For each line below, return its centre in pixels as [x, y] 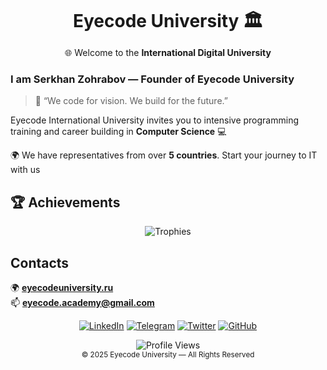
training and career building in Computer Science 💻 [118, 132]
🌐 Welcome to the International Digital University [168, 52]
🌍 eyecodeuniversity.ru [62, 287]
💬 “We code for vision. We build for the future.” [131, 101]
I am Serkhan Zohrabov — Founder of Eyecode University [152, 79]
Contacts [40, 262]
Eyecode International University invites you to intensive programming [155, 120]
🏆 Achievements [65, 202]
